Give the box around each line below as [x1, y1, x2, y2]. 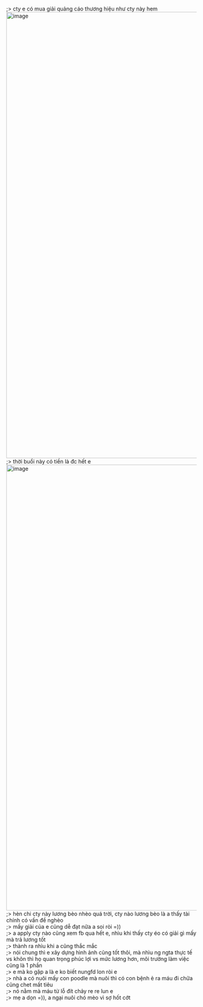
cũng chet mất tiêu [6, 981, 53, 988]
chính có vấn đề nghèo [6, 917, 63, 924]
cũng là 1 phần [6, 962, 42, 969]
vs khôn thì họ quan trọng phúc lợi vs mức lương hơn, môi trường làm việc [6, 955, 190, 962]
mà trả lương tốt [6, 936, 46, 943]
